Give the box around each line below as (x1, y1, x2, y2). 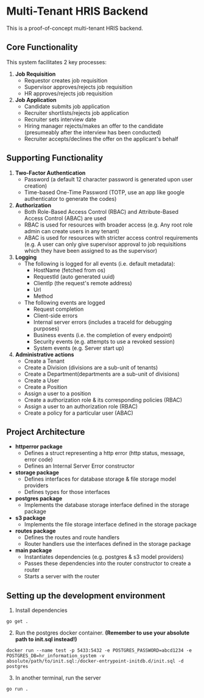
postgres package (15, 495, 63, 502)
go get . (6, 619, 29, 625)
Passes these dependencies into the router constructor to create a (24, 560, 191, 567)
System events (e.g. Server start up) (33, 344, 125, 352)
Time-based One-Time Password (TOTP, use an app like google (24, 188, 185, 196)
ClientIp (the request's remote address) (33, 279, 132, 286)
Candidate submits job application (24, 103, 110, 110)
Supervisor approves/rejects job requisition (24, 83, 133, 90)
